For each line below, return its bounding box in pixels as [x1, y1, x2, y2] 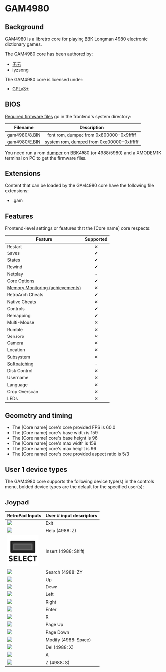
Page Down [45, 629, 70, 635]
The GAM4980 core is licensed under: [5, 77, 83, 82]
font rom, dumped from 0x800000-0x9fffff [47, 132, 137, 138]
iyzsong [12, 67, 29, 73]
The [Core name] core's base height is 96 [12, 435, 98, 441]
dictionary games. [5, 41, 42, 47]
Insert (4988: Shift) [45, 548, 85, 554]
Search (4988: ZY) [45, 569, 84, 575]
